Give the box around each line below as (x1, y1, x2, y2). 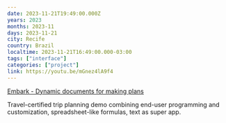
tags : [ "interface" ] (7, 55, 67, 62)
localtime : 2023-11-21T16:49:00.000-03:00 (7, 49, 132, 56)
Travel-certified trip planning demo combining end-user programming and (7, 100, 220, 108)
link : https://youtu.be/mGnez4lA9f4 (7, 68, 113, 75)
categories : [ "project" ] (7, 61, 79, 68)
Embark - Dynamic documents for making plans (7, 87, 144, 95)
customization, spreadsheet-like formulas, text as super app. (7, 108, 181, 116)
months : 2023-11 (7, 23, 54, 30)
